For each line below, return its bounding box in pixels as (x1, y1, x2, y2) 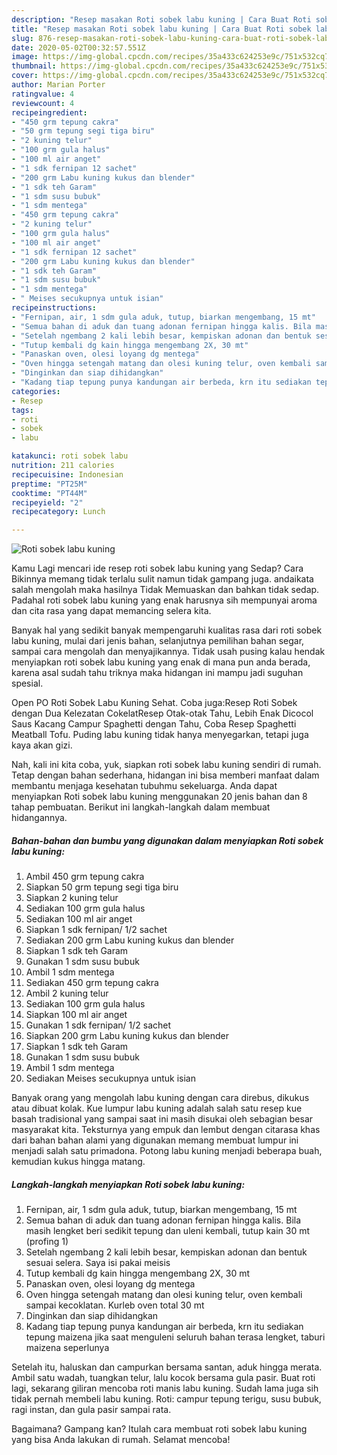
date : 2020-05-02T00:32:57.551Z (11, 42, 146, 53)
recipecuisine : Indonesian (11, 469, 124, 480)
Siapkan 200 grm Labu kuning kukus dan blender (25, 1030, 230, 1042)
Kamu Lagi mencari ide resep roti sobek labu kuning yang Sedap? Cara (11, 562, 304, 575)
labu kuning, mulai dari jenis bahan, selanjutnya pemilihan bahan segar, (11, 635, 305, 647)
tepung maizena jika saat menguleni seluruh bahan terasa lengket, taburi (25, 1331, 326, 1343)
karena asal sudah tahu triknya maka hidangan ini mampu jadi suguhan (11, 667, 304, 679)
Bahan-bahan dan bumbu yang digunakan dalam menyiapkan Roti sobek (11, 834, 324, 846)
